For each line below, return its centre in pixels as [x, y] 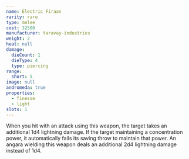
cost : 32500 [21, 28]
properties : [21, 93]
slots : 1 [17, 109]
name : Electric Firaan [34, 11]
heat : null [19, 44]
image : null [21, 82]
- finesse [23, 98]
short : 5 [22, 77]
